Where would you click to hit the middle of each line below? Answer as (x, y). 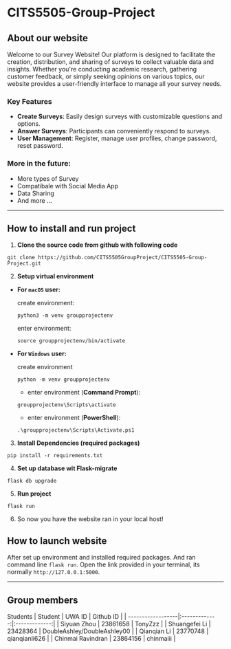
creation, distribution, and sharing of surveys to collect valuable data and (111, 62)
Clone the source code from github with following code (97, 245)
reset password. (40, 146)
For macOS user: (38, 289)
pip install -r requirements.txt (55, 456)
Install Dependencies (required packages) (78, 443)
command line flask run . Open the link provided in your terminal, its (104, 564)
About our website (47, 38)
